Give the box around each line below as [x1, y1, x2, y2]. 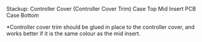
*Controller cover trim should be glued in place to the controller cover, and [6, 24, 195, 30]
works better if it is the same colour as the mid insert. [6, 30, 141, 37]
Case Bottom [6, 12, 39, 19]
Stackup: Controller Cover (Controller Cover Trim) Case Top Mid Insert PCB [6, 5, 196, 12]
